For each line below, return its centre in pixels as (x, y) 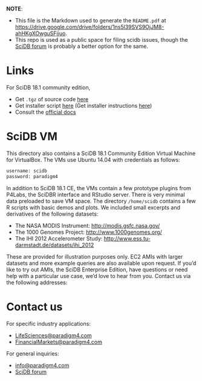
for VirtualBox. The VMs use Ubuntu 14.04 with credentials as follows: (93, 159)
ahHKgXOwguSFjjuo (40, 33)
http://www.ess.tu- (127, 238)
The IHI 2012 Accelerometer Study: (59, 238)
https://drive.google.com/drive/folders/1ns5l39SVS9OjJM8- (90, 27)
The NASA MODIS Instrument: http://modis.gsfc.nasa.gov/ (87, 225)
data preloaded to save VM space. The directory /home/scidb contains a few (101, 201)
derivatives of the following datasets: (52, 214)
